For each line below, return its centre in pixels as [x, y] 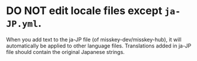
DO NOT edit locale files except [84, 11]
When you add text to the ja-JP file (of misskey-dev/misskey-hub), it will [94, 39]
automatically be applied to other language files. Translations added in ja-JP [99, 46]
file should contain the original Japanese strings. [66, 52]
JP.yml [22, 24]
